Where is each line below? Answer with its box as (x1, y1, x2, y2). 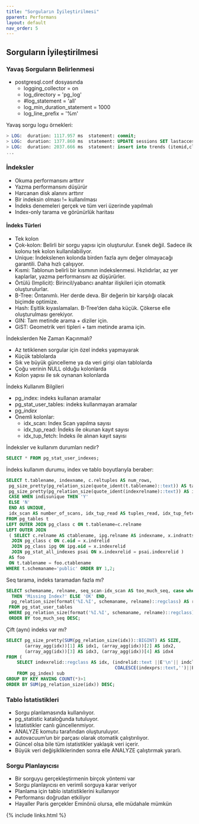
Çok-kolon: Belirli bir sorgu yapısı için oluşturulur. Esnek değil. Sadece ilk (14, 241, 192, 248)
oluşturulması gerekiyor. (14, 311, 74, 318)
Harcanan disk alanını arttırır (14, 189, 84, 196)
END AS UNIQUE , (8, 505, 46, 511)
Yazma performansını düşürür (14, 183, 88, 190)
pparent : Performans (6, 14, 57, 20)
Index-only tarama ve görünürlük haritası (14, 208, 114, 215)
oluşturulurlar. (14, 285, 49, 292)
